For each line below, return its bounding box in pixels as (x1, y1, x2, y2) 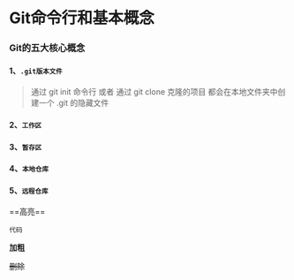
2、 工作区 (9, 119, 42, 130)
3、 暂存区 (9, 141, 42, 152)
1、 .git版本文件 (9, 65, 64, 76)
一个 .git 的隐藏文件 (38, 98, 109, 109)
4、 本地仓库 (9, 163, 49, 174)
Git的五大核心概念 (9, 42, 86, 54)
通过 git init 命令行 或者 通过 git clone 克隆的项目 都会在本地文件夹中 (30, 87, 278, 97)
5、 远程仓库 (9, 185, 49, 195)
